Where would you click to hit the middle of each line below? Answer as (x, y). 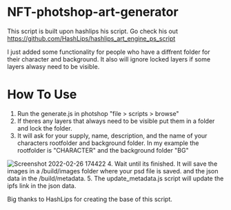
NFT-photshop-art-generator (93, 12)
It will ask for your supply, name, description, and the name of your (112, 135)
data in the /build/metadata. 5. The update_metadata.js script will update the (115, 178)
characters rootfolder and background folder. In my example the (108, 143)
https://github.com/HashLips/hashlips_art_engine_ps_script (91, 38)
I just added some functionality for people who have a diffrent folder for (109, 52)
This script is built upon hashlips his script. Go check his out (92, 31)
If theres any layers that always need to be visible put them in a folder (116, 121)
